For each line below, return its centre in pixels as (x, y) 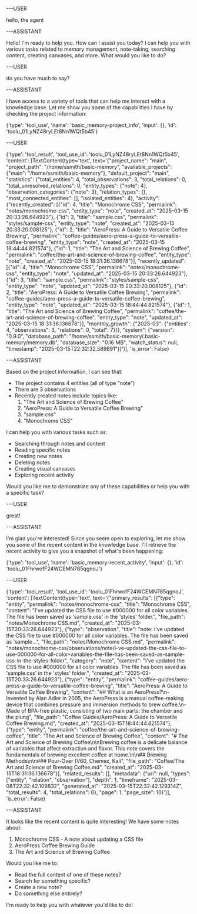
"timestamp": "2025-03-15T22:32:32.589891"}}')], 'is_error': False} (88, 349)
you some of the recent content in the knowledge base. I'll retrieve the (91, 545)
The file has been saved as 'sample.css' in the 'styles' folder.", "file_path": (96, 617)
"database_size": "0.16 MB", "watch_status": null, (119, 342)
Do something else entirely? (48, 893)
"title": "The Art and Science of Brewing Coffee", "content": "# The (107, 736)
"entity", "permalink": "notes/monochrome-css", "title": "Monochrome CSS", (98, 604)
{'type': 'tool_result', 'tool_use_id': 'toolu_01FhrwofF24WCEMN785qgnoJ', (95, 592)
